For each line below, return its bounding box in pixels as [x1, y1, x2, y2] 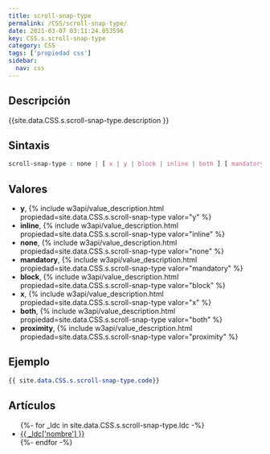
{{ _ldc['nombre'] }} [19, 428, 85, 439]
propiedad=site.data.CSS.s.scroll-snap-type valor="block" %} [19, 281, 227, 291]
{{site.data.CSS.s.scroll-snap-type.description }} [8, 115, 170, 125]
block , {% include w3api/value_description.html [19, 272, 179, 282]
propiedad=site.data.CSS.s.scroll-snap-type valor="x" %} [19, 298, 211, 307]
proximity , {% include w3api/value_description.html [19, 324, 193, 333]
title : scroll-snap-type [8, 11, 92, 20]
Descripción [8, 94, 71, 108]
